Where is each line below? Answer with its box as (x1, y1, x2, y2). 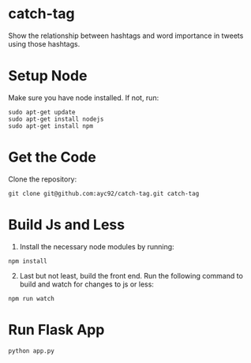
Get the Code (8, 148, 96, 167)
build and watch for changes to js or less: (19, 279, 154, 289)
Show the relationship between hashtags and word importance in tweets (8, 31, 244, 40)
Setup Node (8, 67, 88, 85)
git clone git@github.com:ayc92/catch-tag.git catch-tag (8, 189, 200, 197)
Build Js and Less (8, 216, 125, 234)
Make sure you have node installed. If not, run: (8, 92, 159, 103)
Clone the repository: (8, 174, 77, 184)
